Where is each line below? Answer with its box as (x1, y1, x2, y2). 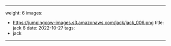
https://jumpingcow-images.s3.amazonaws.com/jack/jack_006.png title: (12, 19, 164, 25)
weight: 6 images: (5, 10, 43, 15)
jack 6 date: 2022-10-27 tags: (12, 25, 75, 30)
